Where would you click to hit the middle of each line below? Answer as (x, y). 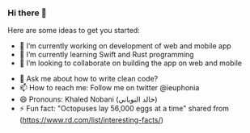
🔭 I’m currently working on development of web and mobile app (125, 46)
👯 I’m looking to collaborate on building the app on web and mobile (130, 63)
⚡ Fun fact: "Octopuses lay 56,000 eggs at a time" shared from (124, 109)
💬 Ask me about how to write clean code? (89, 79)
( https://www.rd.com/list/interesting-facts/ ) (91, 120)
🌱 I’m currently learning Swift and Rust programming (107, 55)
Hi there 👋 (28, 13)
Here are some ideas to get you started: (74, 31)
